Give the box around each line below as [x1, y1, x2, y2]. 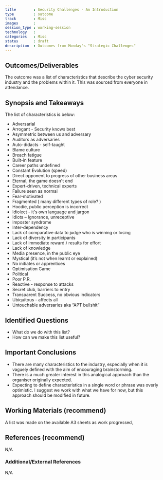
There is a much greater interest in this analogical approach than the [12, 371, 149, 377]
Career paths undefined [12, 163, 60, 168]
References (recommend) [5, 434, 85, 442]
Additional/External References [5, 459, 81, 465]
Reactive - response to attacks [12, 281, 74, 287]
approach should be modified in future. [12, 392, 91, 398]
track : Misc [5, 16, 47, 21]
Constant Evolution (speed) [12, 167, 67, 173]
